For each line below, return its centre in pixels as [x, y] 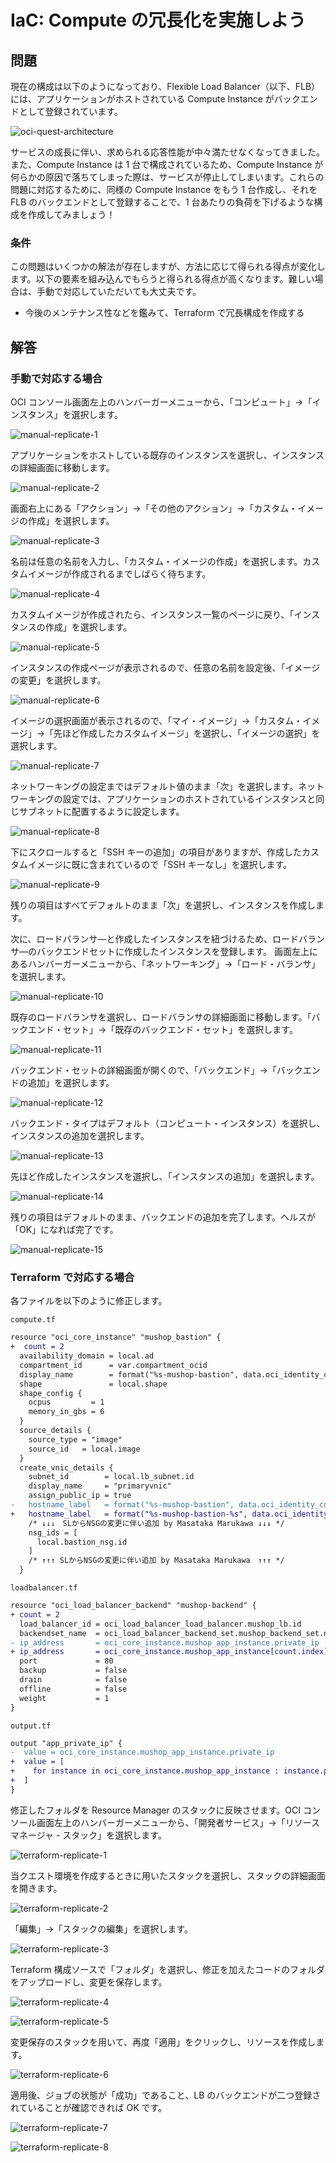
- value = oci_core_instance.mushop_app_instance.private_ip [142, 1752]
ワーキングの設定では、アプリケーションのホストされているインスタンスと [163, 798]
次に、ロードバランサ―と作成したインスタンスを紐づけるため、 [141, 938]
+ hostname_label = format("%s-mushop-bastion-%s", [129, 1514]
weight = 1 [64, 1698]
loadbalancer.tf [44, 1588]
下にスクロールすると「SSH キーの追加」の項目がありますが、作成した [156, 852]
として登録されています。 [70, 111]
